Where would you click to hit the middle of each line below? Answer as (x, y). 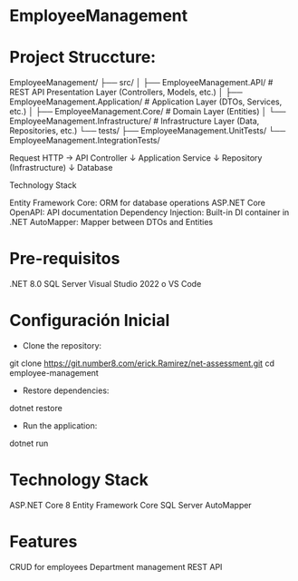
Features (43, 542)
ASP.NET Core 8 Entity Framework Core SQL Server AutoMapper (130, 505)
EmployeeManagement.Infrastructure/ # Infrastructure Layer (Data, (135, 121)
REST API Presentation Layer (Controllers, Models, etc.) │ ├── (126, 93)
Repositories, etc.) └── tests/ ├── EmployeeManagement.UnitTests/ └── (148, 131)
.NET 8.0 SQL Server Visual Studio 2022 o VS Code (106, 284)
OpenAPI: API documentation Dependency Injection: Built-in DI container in (149, 212)
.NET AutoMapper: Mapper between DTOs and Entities (111, 222)
